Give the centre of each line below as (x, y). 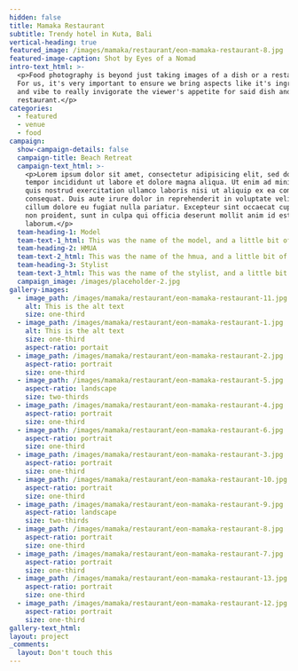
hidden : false (35, 17)
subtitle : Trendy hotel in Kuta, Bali (81, 34)
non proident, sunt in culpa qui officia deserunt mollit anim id (150, 215)
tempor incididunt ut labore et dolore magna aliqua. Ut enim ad (149, 183)
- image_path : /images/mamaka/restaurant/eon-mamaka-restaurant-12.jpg (153, 604)
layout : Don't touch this (65, 653)
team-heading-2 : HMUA (57, 249)
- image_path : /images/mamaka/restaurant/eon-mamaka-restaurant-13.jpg (153, 579)
